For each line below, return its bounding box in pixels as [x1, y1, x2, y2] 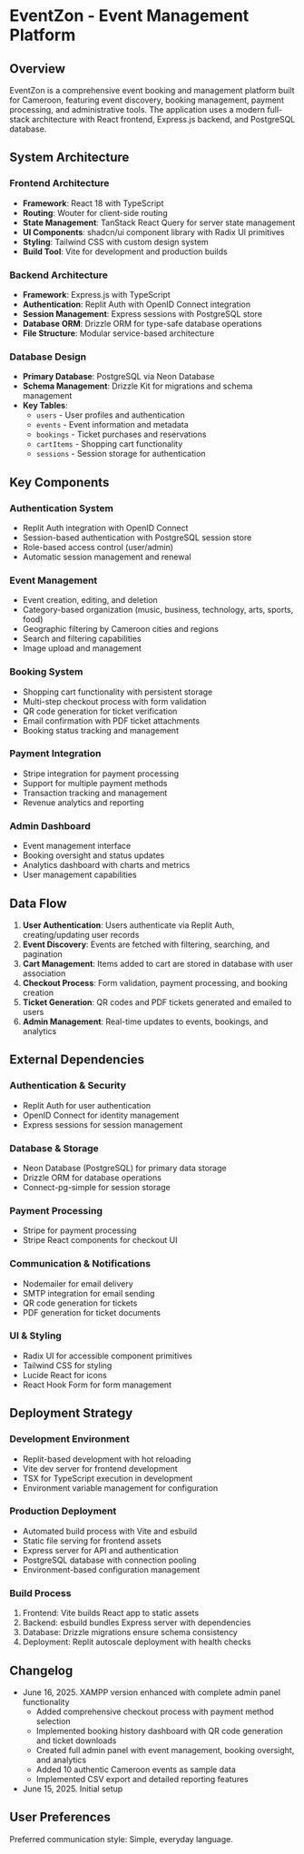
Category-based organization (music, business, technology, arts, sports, [22, 605, 294, 616]
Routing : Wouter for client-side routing [22, 207, 168, 218]
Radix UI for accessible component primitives [22, 1350, 192, 1361]
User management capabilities [22, 869, 138, 881]
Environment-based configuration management [22, 1563, 201, 1575]
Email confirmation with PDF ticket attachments [22, 715, 201, 726]
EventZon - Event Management [9, 5, 250, 26]
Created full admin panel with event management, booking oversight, [35, 1744, 295, 1755]
